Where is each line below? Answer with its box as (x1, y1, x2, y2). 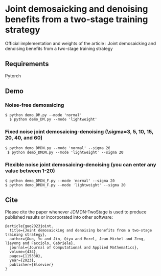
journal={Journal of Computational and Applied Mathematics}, (9, 245, 139, 250)
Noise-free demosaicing (5, 102, 65, 109)
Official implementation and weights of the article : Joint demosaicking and (5, 40, 156, 46)
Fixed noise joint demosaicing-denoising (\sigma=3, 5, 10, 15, (5, 128, 154, 135)
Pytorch (5, 72, 21, 79)
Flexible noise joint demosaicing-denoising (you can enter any (5, 161, 157, 168)
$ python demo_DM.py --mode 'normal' (5, 113, 82, 118)
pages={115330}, (9, 253, 43, 258)
